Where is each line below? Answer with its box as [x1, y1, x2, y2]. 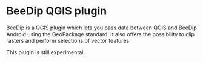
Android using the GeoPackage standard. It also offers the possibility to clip [6, 30, 195, 37]
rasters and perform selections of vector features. [6, 37, 131, 44]
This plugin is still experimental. [6, 48, 85, 55]
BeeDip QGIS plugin [6, 4, 107, 18]
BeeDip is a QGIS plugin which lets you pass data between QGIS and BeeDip [6, 24, 197, 31]
